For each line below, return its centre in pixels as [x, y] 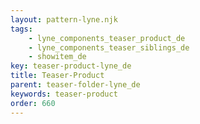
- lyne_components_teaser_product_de [107, 38]
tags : [21, 29]
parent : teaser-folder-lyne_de [75, 85]
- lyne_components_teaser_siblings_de [109, 47]
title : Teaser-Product [57, 76]
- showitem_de [57, 57]
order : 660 [33, 103]
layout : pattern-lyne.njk [64, 19]
